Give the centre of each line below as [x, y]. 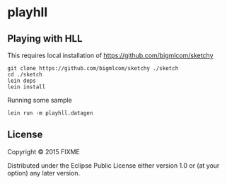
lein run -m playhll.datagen [50, 113]
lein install [27, 87]
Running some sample [40, 100]
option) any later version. [43, 173]
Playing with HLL [45, 39]
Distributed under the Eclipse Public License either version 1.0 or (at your [113, 165]
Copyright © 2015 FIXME [43, 151]
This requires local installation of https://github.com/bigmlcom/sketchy [110, 55]
